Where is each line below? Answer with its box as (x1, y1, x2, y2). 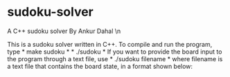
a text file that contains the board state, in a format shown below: (7, 62, 193, 70)
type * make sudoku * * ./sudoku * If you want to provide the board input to (7, 47, 222, 56)
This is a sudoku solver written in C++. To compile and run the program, (7, 40, 213, 48)
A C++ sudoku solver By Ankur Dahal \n (7, 27, 121, 35)
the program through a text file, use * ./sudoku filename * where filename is (7, 54, 223, 63)
